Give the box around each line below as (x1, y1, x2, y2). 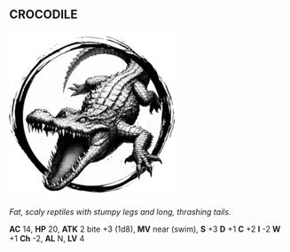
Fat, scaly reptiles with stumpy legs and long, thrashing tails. (9, 206, 231, 217)
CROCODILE (9, 7, 78, 22)
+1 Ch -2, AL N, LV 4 (9, 232, 85, 243)
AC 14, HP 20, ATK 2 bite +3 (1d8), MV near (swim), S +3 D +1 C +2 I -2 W (9, 224, 281, 234)
